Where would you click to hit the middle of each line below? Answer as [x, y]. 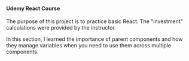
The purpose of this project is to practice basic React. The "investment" [95, 21]
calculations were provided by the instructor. [61, 28]
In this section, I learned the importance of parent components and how [95, 39]
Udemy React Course [33, 8]
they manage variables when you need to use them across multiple [89, 46]
